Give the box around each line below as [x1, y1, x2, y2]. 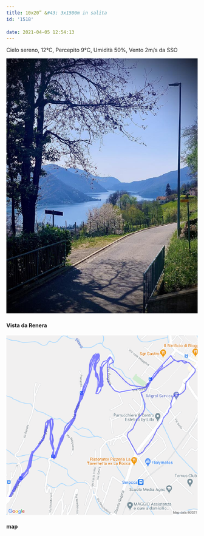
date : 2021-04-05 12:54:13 [6, 29, 75, 35]
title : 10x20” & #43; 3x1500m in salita [6, 10, 107, 16]
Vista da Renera [6, 322, 47, 329]
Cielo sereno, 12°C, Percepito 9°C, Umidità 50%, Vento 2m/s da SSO [6, 46, 178, 54]
